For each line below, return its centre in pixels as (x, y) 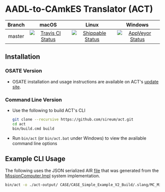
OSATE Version (24, 71)
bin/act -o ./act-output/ (31, 185)
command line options (35, 143)
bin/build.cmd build (33, 129)
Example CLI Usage (35, 159)
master (16, 36)
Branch (16, 25)
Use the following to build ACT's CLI (49, 110)
